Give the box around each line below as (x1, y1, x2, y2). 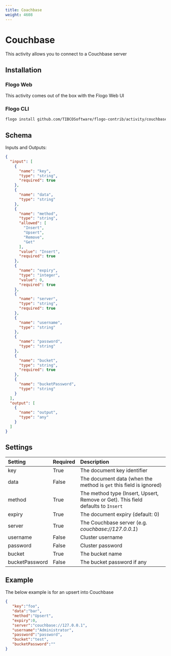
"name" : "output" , (18, 410, 58, 415)
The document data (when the (80, 475, 153, 482)
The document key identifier (80, 467, 148, 474)
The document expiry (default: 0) (80, 510, 160, 517)
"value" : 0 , (18, 277, 44, 283)
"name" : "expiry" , (18, 268, 58, 273)
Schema (5, 131, 32, 140)
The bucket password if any (80, 558, 147, 565)
